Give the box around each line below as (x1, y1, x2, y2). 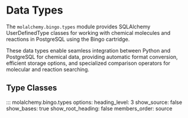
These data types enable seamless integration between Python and (6, 47, 171, 54)
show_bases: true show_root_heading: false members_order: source (6, 104, 173, 112)
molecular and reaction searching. (6, 65, 90, 73)
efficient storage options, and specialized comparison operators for (6, 60, 170, 67)
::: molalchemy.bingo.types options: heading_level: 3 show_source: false (6, 99, 182, 106)
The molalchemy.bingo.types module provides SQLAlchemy (6, 23, 151, 30)
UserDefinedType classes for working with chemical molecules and (6, 29, 170, 36)
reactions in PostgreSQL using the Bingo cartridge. (6, 35, 130, 42)
